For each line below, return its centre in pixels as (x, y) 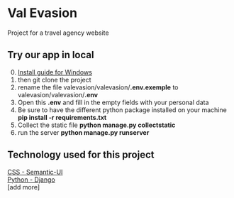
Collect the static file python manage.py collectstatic (96, 125)
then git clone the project (54, 79)
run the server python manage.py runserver (83, 132)
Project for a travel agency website (58, 33)
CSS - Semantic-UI (35, 172)
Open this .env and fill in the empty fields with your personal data (113, 102)
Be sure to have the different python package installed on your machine (122, 110)
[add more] (24, 187)
